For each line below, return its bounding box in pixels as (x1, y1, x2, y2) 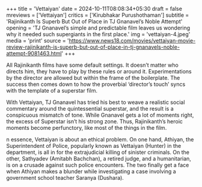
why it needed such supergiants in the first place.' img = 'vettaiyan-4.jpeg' (6, 31, 191, 38)
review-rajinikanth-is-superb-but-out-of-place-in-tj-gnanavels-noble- (6, 43, 180, 51)
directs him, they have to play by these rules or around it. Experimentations (6, 68, 192, 75)
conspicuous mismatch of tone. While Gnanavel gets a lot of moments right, (6, 111, 194, 118)
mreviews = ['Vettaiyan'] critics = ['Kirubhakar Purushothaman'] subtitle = (6, 11, 189, 19)
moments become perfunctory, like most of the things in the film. (6, 124, 167, 131)
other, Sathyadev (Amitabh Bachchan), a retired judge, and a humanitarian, (6, 155, 191, 162)
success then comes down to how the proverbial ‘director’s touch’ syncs (6, 81, 186, 88)
